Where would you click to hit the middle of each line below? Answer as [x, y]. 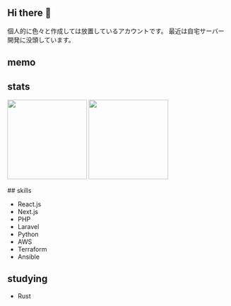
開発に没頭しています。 [41, 40]
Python [28, 235]
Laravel [28, 227]
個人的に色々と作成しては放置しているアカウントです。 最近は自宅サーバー [116, 31]
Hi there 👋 [29, 13]
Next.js [28, 212]
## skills [19, 191]
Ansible [29, 257]
